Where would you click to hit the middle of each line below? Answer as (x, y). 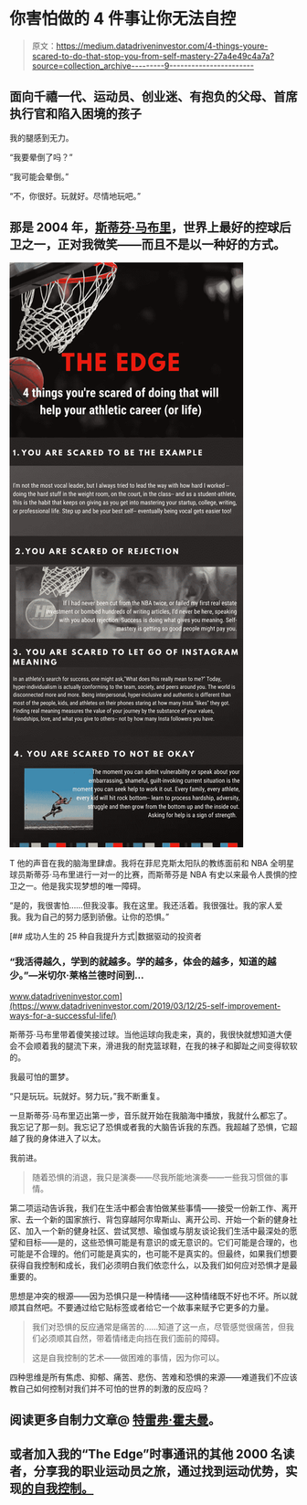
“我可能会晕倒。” (39, 176)
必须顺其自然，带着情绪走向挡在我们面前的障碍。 (132, 1338)
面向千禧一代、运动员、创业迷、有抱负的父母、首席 (153, 97)
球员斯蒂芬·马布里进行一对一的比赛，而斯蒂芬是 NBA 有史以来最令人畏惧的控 (153, 874)
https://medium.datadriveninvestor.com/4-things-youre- (162, 46)
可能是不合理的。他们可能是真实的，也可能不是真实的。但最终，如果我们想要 (153, 1254)
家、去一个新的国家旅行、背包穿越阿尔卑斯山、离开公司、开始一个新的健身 (149, 1219)
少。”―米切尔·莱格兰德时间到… (77, 976)
